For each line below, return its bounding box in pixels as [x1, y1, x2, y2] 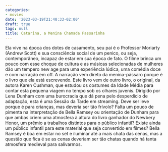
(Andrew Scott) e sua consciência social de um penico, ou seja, [5, 50, 137, 56]
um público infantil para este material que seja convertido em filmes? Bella [5, 125, 160, 131]
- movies [5, 12, 24, 17]
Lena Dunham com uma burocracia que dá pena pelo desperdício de [5, 93, 148, 99]
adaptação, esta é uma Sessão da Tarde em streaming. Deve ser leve [5, 98, 149, 104]
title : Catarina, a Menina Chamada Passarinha [5, 31, 105, 36]
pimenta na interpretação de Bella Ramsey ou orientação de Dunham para [5, 109, 159, 115]
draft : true [5, 21, 30, 27]
